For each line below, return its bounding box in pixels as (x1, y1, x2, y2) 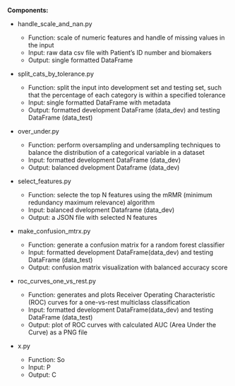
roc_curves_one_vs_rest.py (17, 277, 97, 285)
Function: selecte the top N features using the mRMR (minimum (28, 191, 213, 199)
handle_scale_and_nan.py (17, 20, 93, 28)
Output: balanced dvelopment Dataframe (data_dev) (28, 163, 180, 172)
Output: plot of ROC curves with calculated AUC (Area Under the (28, 321, 217, 329)
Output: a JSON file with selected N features (28, 214, 157, 221)
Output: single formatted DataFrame (28, 56, 133, 64)
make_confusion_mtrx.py (17, 227, 91, 235)
